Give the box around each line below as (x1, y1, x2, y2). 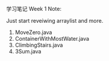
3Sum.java (14, 48, 42, 55)
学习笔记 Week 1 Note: (6, 5, 62, 12)
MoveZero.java (14, 29, 52, 36)
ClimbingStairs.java (14, 41, 63, 48)
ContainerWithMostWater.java (14, 35, 89, 42)
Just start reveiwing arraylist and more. (6, 17, 104, 24)
